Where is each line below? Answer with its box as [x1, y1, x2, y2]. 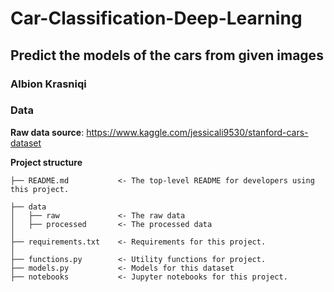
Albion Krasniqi [10, 77, 87, 91]
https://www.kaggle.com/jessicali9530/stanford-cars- [86, 126, 309, 138]
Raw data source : [10, 126, 85, 138]
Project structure [10, 156, 83, 168]
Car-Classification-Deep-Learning [10, 7, 303, 30]
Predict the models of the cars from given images [10, 47, 324, 64]
